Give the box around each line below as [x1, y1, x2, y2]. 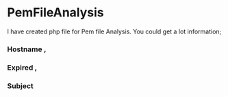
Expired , [7, 63, 38, 72]
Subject [7, 81, 34, 90]
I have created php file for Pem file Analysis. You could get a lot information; [7, 27, 222, 36]
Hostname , [7, 44, 47, 54]
